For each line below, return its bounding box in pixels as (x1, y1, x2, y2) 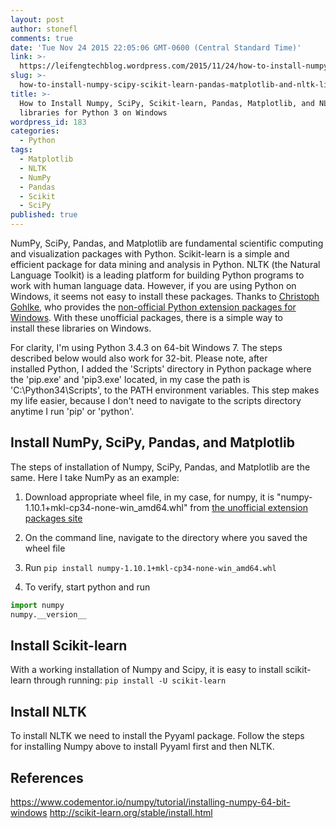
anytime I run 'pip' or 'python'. (10, 406, 135, 417)
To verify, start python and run (24, 581, 151, 593)
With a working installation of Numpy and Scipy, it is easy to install (10, 664, 283, 676)
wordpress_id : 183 (10, 117, 87, 127)
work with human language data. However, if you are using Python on (10, 280, 297, 291)
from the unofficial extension (189, 501, 308, 513)
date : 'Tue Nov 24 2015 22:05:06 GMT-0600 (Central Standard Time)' (10, 42, 302, 53)
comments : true (10, 33, 74, 43)
